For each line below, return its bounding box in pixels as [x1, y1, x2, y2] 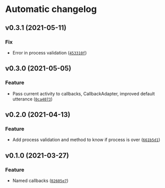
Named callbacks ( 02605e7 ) [12, 177, 68, 183]
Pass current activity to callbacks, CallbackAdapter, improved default [12, 90, 155, 96]
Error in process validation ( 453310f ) [12, 49, 87, 55]
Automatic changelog [5, 3, 97, 15]
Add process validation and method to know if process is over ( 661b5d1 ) [12, 136, 160, 143]
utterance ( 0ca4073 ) [12, 96, 53, 102]
